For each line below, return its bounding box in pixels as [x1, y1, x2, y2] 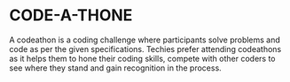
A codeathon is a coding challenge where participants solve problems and [9, 34, 281, 45]
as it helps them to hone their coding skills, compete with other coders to [9, 53, 277, 63]
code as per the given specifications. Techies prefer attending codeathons [9, 43, 282, 54]
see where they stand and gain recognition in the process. [9, 63, 222, 73]
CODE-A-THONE [9, 5, 133, 26]
